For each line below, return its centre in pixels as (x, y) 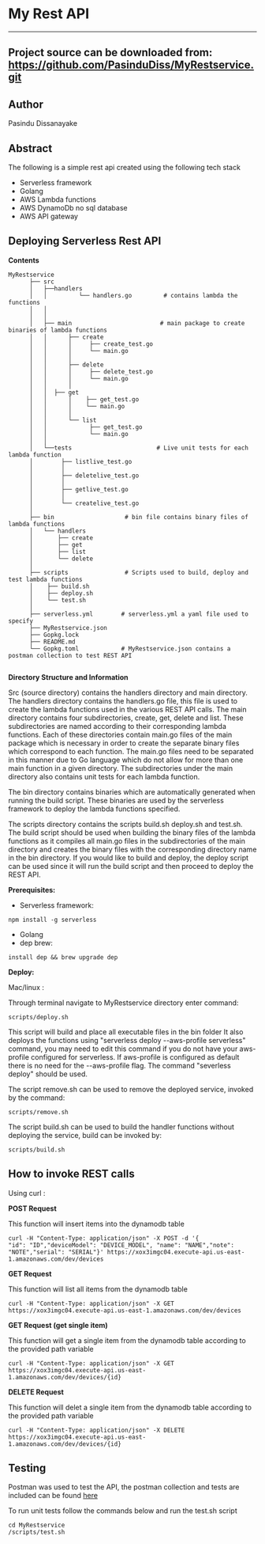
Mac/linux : (26, 987)
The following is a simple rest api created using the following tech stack (124, 167)
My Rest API (49, 14)
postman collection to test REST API (70, 655)
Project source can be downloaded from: (110, 53)
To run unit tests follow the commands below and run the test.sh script (123, 1511)
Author (26, 104)
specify (21, 621)
